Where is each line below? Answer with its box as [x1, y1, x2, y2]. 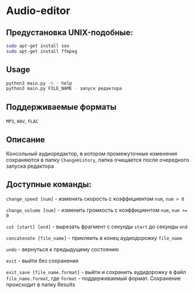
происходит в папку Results [6, 281, 75, 288]
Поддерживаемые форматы [6, 102, 117, 112]
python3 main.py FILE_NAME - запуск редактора [6, 86, 122, 92]
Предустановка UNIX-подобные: [6, 28, 133, 38]
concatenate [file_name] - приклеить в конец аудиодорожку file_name [6, 234, 183, 241]
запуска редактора [6, 163, 54, 170]
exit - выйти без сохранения [6, 257, 79, 264]
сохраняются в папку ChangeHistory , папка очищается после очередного [6, 156, 190, 163]
